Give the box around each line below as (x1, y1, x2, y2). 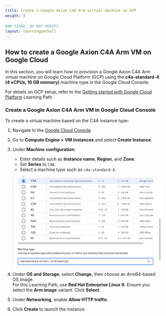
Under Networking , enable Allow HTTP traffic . (12, 296, 109, 302)
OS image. (12, 276, 34, 282)
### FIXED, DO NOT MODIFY (5, 24, 58, 29)
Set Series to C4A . (19, 161, 56, 167)
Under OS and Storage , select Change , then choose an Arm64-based (12, 271, 156, 277)
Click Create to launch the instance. (12, 306, 86, 312)
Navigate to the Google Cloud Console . (12, 127, 93, 133)
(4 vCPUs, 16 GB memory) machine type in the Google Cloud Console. (5, 79, 150, 85)
